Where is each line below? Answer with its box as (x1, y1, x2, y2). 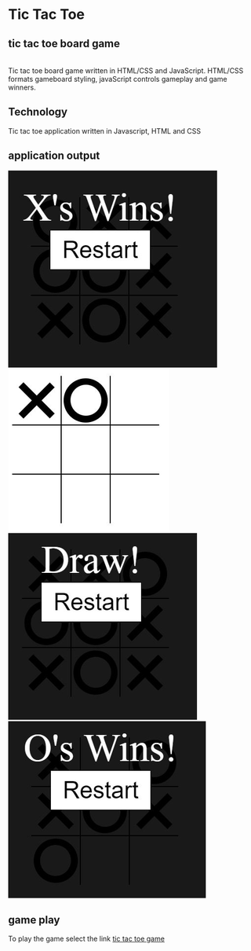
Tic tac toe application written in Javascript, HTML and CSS (8, 126, 202, 135)
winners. (8, 83, 37, 92)
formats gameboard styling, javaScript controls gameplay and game (8, 75, 227, 83)
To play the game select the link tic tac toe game (8, 934, 165, 944)
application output (8, 149, 100, 163)
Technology (8, 105, 68, 119)
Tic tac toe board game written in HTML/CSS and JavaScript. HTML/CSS (8, 66, 244, 75)
